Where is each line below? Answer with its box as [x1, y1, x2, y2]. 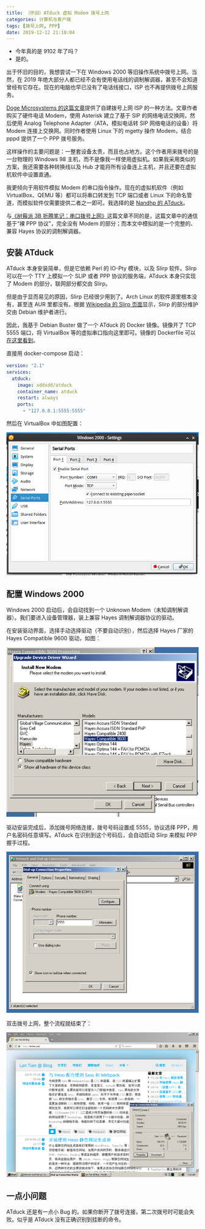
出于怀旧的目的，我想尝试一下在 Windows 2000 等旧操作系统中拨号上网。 [6, 68, 192, 76]
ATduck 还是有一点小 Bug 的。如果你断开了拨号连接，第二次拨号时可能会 [6, 1208, 189, 1216]
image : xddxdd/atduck [17, 382, 72, 388]
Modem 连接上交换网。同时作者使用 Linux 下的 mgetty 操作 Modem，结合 [6, 127, 192, 135]
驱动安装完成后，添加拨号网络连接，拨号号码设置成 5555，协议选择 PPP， [6, 824, 193, 831]
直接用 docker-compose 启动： [6, 350, 85, 357]
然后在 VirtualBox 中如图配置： [6, 420, 84, 427]
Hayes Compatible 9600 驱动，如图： [6, 634, 101, 641]
